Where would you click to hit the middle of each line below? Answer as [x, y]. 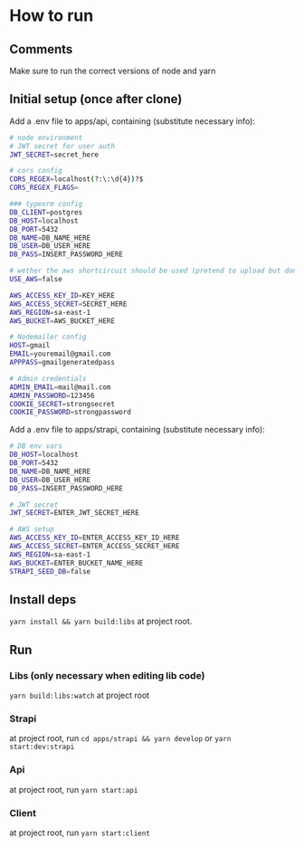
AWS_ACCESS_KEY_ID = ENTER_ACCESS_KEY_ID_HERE [95, 538]
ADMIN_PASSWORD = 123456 [52, 395]
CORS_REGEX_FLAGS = [44, 188]
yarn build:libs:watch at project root [80, 695]
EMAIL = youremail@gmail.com [60, 354]
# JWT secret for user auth [62, 146]
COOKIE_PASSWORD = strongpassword [70, 413]
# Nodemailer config [48, 337]
